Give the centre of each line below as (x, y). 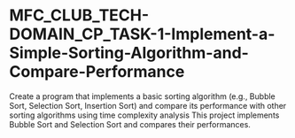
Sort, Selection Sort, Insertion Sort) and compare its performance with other (148, 105)
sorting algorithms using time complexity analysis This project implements (144, 115)
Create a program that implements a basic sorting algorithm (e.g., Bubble (143, 96)
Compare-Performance (97, 72)
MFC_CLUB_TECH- (79, 15)
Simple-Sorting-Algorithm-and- (129, 53)
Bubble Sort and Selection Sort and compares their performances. (130, 124)
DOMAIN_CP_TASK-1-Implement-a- (142, 34)
